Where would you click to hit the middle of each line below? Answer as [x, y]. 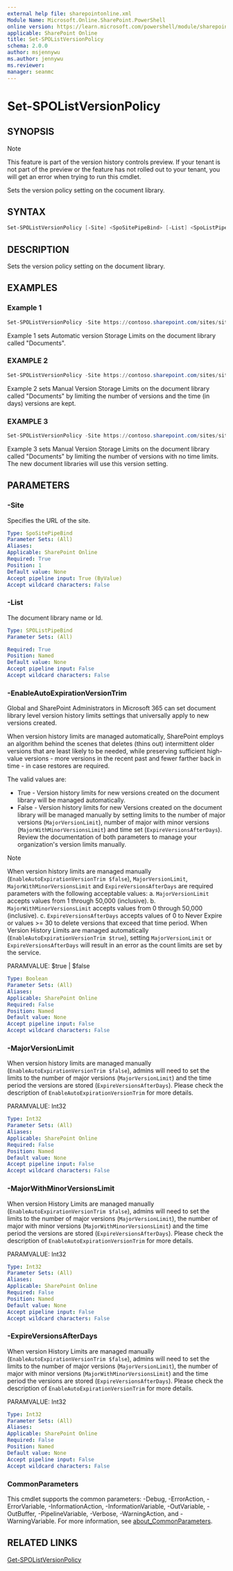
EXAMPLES [32, 288]
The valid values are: [37, 779]
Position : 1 [24, 565]
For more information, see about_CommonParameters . [135, 1521]
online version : [31, 26]
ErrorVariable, [27, 1506]
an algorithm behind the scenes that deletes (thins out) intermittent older [111, 744]
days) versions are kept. [42, 403]
